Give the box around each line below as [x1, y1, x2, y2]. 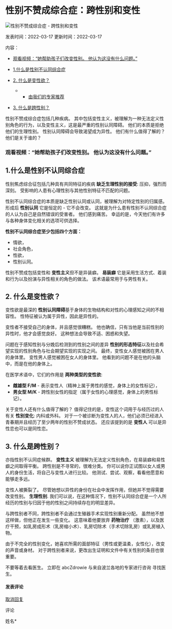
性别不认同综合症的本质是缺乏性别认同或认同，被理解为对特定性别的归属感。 [5, 198, 167, 204]
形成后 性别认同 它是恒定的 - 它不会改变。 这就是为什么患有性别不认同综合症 [5, 204, 167, 211]
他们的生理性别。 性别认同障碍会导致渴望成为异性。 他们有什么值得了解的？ [5, 128, 165, 134]
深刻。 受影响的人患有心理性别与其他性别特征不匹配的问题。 [5, 187, 132, 193]
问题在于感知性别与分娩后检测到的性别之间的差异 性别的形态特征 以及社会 [5, 341, 160, 348]
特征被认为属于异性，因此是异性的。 [24, 313, 101, 319]
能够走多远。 [5, 476, 32, 482]
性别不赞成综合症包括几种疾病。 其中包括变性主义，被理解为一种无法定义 [5, 115, 160, 121]
